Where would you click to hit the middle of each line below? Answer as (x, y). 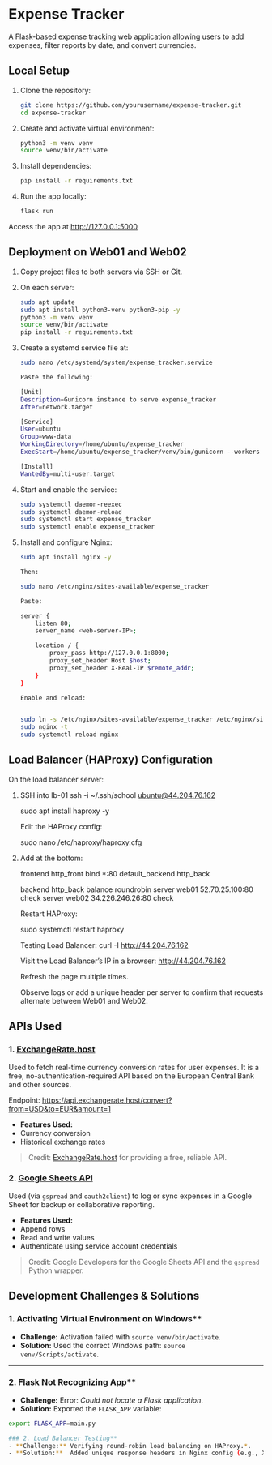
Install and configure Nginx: (66, 542)
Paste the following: (56, 378)
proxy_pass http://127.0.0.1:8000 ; (110, 653)
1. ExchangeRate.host (52, 1049)
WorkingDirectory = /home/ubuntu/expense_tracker (102, 444)
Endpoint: (24, 1100)
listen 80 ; (53, 623)
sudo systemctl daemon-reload (71, 512)
